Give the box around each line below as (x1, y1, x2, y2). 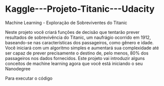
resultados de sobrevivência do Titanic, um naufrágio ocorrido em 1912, (5, 34, 151, 40)
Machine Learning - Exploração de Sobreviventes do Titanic (5, 20, 127, 26)
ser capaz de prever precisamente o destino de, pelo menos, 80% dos (5, 50, 149, 56)
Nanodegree (5, 65, 31, 72)
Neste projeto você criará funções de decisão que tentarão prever (5, 29, 140, 35)
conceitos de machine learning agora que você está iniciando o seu (5, 60, 143, 66)
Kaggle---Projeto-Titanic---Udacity (5, 3, 155, 15)
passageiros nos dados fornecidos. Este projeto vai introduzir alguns (5, 55, 145, 61)
